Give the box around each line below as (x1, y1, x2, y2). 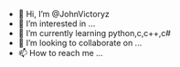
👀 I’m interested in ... (17, 18, 96, 29)
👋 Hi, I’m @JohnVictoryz (17, 9, 110, 19)
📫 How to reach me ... (17, 48, 103, 58)
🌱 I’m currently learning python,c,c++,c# (17, 28, 172, 38)
